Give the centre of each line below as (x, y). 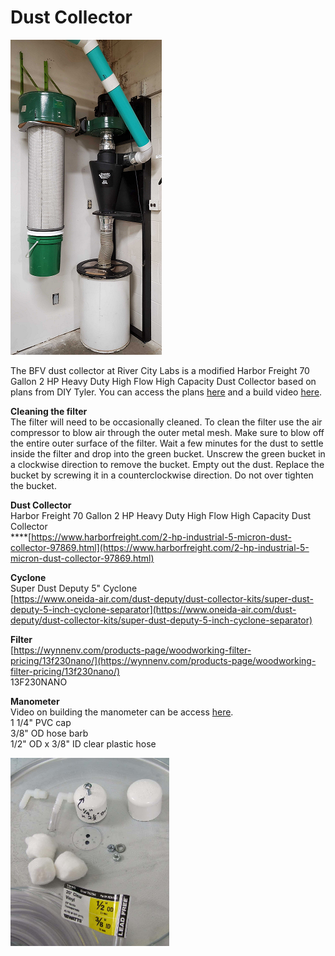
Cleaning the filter (49, 411)
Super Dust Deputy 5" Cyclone (74, 588)
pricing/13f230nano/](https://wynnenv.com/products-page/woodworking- (163, 660)
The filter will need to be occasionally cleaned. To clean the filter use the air (166, 422)
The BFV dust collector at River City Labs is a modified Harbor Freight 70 (160, 370)
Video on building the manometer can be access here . (122, 712)
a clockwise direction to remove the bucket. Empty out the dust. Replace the (167, 464)
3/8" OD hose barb (49, 733)
